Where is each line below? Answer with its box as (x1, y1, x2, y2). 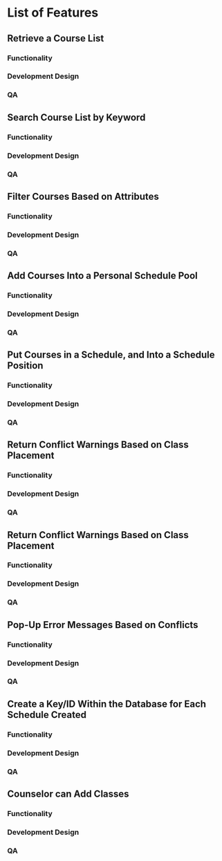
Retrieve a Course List (7, 33, 104, 44)
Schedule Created (7, 709, 86, 721)
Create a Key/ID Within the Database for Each (7, 698, 206, 710)
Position (7, 360, 44, 371)
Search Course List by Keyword (7, 111, 146, 123)
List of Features (7, 5, 99, 21)
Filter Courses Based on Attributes (7, 190, 159, 202)
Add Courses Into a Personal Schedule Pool (7, 270, 198, 281)
